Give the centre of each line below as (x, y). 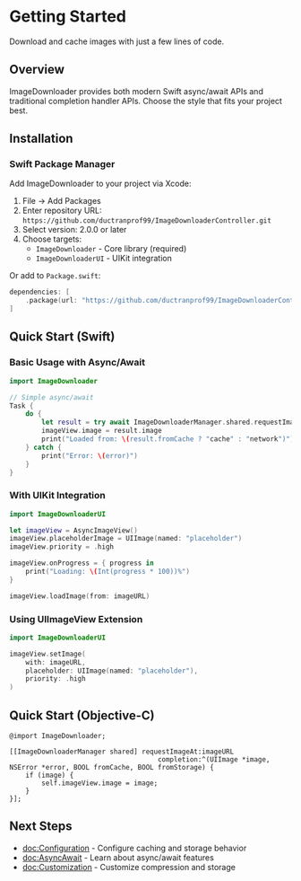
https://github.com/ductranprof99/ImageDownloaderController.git (146, 221)
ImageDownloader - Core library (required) (111, 249)
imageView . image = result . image (102, 431)
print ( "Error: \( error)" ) (90, 455)
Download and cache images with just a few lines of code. (117, 41)
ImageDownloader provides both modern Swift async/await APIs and (137, 91)
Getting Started (68, 17)
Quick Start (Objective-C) (82, 715)
